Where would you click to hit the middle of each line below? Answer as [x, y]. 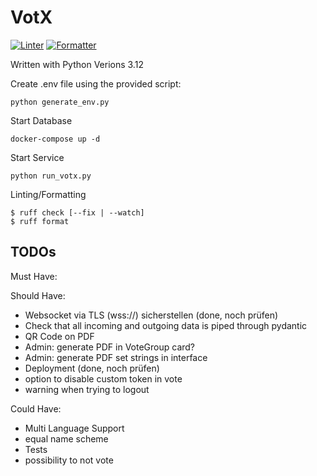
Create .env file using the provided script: [96, 83]
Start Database [41, 120]
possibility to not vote [69, 460]
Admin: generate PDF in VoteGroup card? [110, 347]
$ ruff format [40, 221]
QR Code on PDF [59, 336]
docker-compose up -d [55, 139]
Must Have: [34, 276]
